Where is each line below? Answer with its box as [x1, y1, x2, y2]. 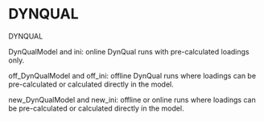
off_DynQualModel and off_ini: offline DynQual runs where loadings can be [8, 71, 256, 80]
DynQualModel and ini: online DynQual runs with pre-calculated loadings [8, 46, 250, 56]
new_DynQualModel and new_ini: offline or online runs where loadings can [8, 95, 256, 104]
